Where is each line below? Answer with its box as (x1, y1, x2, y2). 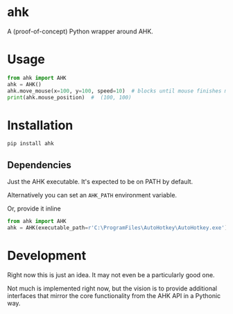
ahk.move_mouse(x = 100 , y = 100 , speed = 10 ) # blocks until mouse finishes (7, 88, 222, 94)
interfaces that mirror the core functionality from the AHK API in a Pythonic (7, 291, 221, 299)
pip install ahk (7, 140, 54, 147)
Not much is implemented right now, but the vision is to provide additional (7, 284, 217, 292)
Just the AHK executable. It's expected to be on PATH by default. (7, 178, 193, 186)
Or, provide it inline (7, 204, 61, 213)
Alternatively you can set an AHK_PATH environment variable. (7, 191, 178, 199)
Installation (7, 117, 74, 133)
